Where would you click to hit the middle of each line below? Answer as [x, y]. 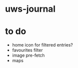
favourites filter [27, 50]
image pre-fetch [28, 55]
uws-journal [30, 9]
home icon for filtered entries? [42, 45]
